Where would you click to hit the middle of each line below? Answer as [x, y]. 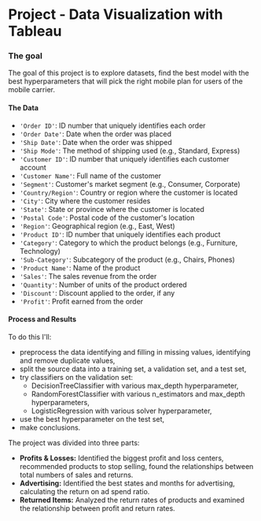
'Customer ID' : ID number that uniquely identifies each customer [124, 158]
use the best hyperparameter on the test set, [92, 419]
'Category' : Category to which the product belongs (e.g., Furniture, [129, 243]
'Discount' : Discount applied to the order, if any [97, 292]
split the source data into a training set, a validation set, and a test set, [133, 369]
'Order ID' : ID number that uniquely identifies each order [112, 125]
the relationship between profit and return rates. [97, 508]
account [33, 167]
